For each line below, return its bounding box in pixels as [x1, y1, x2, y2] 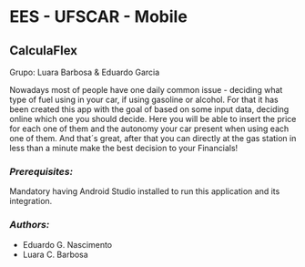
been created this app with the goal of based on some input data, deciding [9, 104, 290, 115]
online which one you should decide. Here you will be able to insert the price [9, 114, 297, 124]
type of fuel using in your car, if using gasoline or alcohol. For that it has [9, 94, 280, 105]
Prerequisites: [9, 165, 74, 178]
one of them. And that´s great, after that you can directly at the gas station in [9, 133, 297, 143]
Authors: [9, 219, 50, 231]
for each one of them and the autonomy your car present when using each [9, 123, 290, 134]
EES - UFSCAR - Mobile [9, 6, 188, 27]
